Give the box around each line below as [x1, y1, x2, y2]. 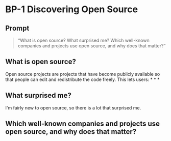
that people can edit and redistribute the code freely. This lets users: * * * [5, 76, 160, 82]
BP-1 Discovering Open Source [5, 4, 138, 15]
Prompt [5, 24, 30, 33]
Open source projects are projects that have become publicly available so [5, 71, 160, 77]
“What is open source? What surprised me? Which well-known [17, 37, 150, 43]
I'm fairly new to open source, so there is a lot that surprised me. [5, 104, 141, 110]
